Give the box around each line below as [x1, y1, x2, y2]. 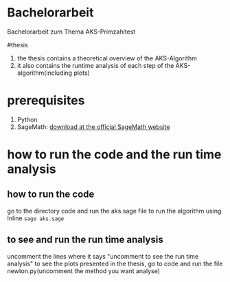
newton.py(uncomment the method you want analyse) [7, 266, 160, 275]
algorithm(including [16, 69, 73, 77]
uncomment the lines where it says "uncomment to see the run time [7, 252, 199, 260]
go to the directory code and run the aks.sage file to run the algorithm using [7, 207, 222, 215]
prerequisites [7, 93, 85, 108]
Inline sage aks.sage [7, 214, 65, 222]
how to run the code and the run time [7, 147, 222, 163]
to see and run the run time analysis [7, 234, 163, 246]
